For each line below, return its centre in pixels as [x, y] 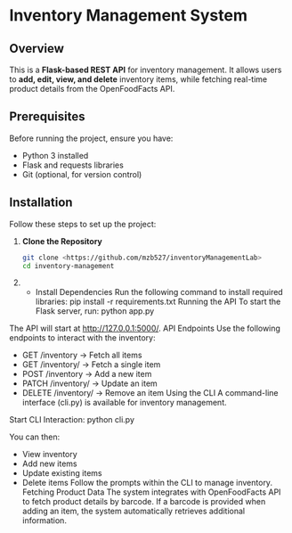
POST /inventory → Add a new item [87, 374]
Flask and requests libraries [73, 165]
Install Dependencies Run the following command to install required [159, 292]
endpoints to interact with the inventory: [82, 338]
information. [44, 521]
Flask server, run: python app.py [95, 311]
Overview [37, 49]
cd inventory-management [68, 266]
